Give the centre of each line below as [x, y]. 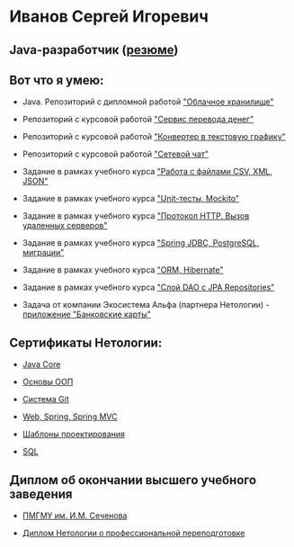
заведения [41, 493]
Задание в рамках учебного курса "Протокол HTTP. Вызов [136, 216]
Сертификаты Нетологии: [86, 342]
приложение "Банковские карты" [86, 314]
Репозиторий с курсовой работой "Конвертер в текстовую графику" [154, 137]
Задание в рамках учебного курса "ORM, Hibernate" [123, 270]
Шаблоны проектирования [74, 435]
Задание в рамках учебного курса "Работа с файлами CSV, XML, [147, 172]
